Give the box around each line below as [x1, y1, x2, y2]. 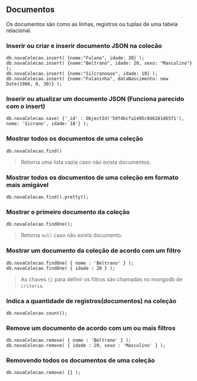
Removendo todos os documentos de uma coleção [6, 356, 155, 364]
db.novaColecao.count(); [6, 310, 68, 316]
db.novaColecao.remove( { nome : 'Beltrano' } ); [6, 338, 132, 344]
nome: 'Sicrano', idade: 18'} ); [6, 121, 89, 127]
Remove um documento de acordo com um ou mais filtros [6, 323, 176, 332]
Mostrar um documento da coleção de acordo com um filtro [6, 246, 181, 255]
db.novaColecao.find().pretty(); [6, 194, 89, 200]
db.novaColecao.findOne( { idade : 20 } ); [6, 265, 116, 271]
